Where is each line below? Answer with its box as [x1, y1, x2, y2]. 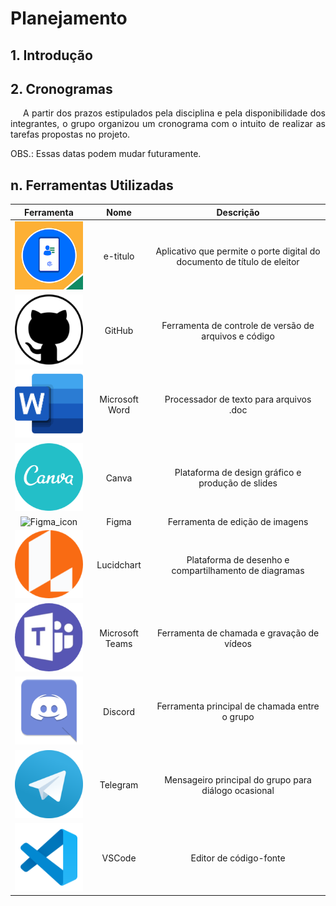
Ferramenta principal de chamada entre [156, 700, 320, 712]
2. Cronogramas [10, 80, 113, 97]
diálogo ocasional [201, 784, 275, 796]
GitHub [104, 325, 134, 337]
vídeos [224, 638, 252, 650]
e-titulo [103, 250, 135, 262]
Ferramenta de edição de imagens [167, 515, 309, 527]
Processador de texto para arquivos [164, 393, 312, 406]
